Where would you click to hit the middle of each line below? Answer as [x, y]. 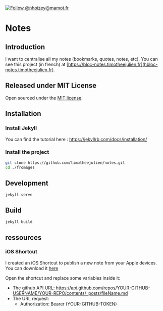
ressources [23, 237]
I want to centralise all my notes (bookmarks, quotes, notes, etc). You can [82, 59]
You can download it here [32, 268]
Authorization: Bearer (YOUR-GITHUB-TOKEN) [68, 304]
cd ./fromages [20, 167]
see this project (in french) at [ [37, 64]
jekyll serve [19, 195]
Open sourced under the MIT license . [44, 98]
